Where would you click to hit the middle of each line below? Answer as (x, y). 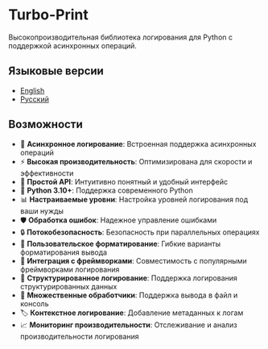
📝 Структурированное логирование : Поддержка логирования (128, 278)
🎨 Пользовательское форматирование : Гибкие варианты (120, 243)
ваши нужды (42, 210)
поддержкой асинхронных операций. (72, 45)
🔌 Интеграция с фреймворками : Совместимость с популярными (133, 260)
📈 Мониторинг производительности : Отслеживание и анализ (128, 325)
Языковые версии (56, 71)
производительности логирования (79, 336)
